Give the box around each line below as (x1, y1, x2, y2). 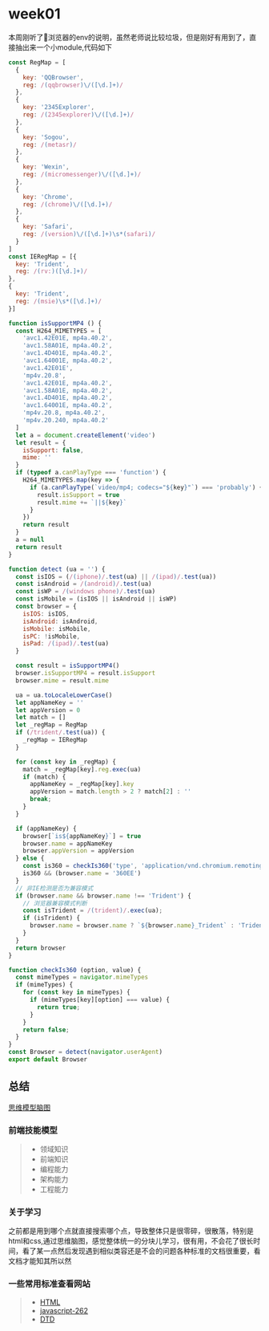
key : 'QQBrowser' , (22, 73, 84, 81)
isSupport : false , (22, 446, 84, 454)
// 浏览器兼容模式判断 (22, 899, 88, 907)
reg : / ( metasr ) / (22, 140, 78, 149)
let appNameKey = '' (15, 698, 84, 706)
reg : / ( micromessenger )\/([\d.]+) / (22, 170, 142, 179)
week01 (8, 5, 61, 23)
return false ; (22, 1025, 70, 1034)
